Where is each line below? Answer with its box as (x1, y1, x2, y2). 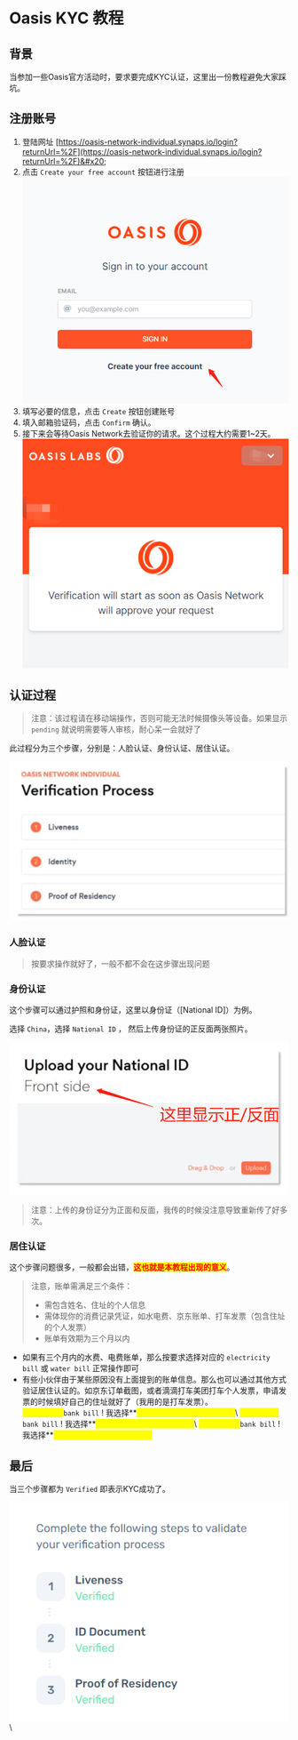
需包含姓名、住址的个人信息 (43, 1300, 146, 1311)
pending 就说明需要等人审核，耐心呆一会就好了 (30, 724, 201, 734)
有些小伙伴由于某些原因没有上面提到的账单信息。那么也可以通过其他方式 (21, 1375, 286, 1385)
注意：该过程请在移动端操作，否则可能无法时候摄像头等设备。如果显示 (30, 713, 288, 724)
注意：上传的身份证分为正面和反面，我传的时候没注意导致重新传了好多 (30, 1204, 288, 1215)
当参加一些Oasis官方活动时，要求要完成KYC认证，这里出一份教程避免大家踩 (9, 72, 286, 82)
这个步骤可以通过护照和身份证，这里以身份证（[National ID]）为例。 (9, 1005, 257, 1015)
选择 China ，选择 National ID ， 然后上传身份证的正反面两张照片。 (9, 1023, 253, 1034)
